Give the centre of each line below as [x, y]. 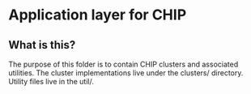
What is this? [42, 45]
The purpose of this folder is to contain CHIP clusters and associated [123, 64]
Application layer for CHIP [98, 15]
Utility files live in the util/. [51, 81]
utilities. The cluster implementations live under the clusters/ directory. [126, 73]
